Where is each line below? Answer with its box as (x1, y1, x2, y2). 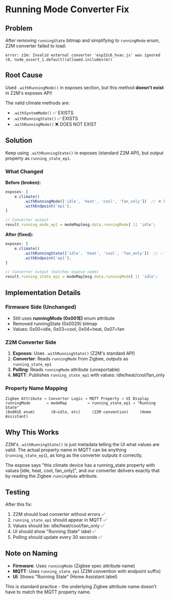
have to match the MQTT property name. (5, 589, 91, 595)
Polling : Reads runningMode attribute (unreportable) (12, 367, 120, 373)
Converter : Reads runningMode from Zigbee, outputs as (12, 356, 128, 362)
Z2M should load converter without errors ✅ (12, 511, 106, 517)
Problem (5, 24, 33, 33)
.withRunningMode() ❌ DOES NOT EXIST (12, 121, 97, 127)
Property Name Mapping (5, 385, 68, 392)
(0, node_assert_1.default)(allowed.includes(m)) (5, 57, 113, 62)
